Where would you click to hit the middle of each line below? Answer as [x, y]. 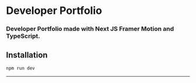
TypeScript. [23, 36]
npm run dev [20, 68]
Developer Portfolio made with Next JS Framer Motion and [90, 29]
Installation [27, 55]
